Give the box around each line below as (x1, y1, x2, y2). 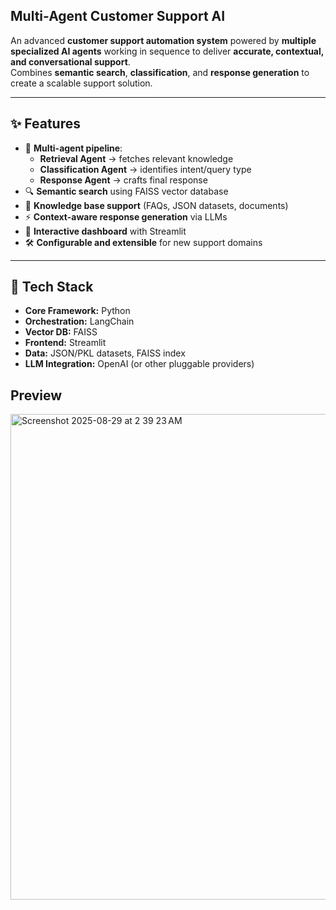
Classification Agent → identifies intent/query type (39, 163, 252, 175)
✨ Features (10, 115, 81, 133)
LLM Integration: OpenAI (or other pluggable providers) (24, 358, 255, 370)
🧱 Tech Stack (10, 279, 94, 296)
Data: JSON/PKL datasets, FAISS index (24, 347, 186, 359)
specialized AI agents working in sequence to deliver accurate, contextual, (10, 45, 325, 57)
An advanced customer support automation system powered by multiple (10, 34, 317, 46)
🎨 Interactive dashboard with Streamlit (24, 225, 187, 237)
